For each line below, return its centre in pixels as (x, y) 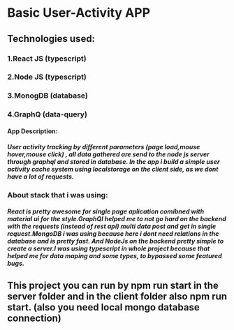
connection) (34, 318)
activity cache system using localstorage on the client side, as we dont (113, 170)
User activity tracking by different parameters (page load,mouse (104, 147)
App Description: (32, 131)
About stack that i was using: (58, 195)
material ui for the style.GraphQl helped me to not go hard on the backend (117, 219)
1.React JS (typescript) (47, 59)
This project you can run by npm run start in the (113, 285)
